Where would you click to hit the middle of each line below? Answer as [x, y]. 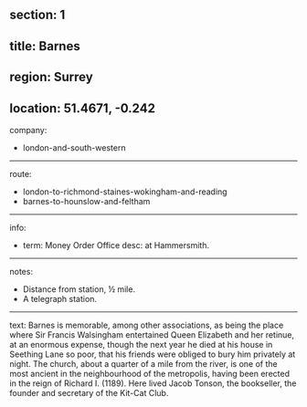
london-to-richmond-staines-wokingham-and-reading [125, 192]
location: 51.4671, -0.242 [82, 108]
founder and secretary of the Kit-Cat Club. [89, 392]
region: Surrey [51, 77]
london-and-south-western [74, 147]
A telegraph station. [60, 298]
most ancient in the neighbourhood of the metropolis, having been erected [150, 373]
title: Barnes [45, 46]
